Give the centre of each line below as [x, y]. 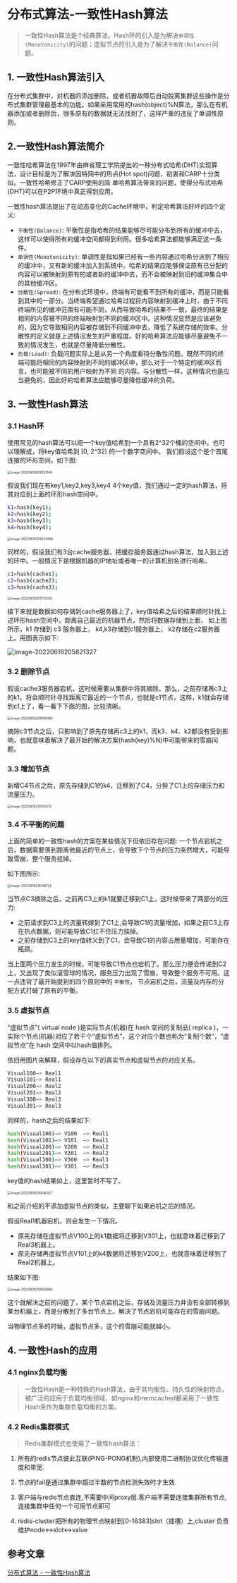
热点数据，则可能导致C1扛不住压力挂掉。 [83, 931]
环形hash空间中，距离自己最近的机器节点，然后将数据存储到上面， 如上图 [120, 621]
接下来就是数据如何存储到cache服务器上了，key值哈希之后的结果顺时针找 [114, 611]
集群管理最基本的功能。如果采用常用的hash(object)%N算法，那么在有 [121, 104]
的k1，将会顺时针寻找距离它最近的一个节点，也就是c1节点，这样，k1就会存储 [118, 697]
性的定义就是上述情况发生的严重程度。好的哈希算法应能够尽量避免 [120, 336]
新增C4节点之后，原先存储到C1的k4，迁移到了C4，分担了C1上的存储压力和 [116, 785]
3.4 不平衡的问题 [36, 824]
